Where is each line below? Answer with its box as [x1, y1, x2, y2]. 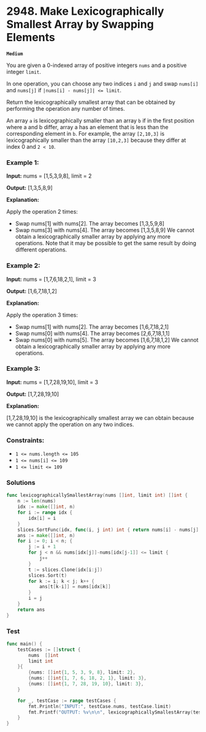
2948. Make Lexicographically [6, 4, 164, 18]
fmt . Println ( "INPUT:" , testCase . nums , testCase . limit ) [28, 703, 172, 709]
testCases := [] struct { [17, 647, 81, 653]
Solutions [6, 478, 36, 487]
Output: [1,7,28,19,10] [6, 390, 59, 398]
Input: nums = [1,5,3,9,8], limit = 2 [6, 172, 92, 179]
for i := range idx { [17, 510, 72, 516]
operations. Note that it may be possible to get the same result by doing [15, 240, 197, 247]
